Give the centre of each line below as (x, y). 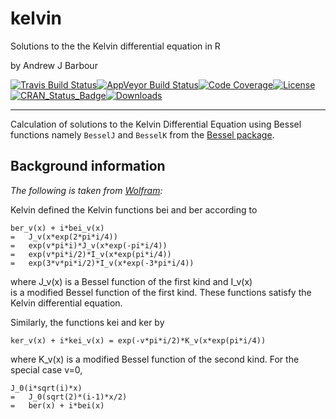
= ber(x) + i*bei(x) (57, 405)
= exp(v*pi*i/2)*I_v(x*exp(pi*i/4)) (91, 254)
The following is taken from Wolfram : (86, 190)
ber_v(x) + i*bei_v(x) (57, 228)
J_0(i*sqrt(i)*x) (46, 388)
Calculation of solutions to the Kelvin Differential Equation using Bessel (156, 124)
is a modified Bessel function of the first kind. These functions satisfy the (161, 292)
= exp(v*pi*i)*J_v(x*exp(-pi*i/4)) (89, 245)
